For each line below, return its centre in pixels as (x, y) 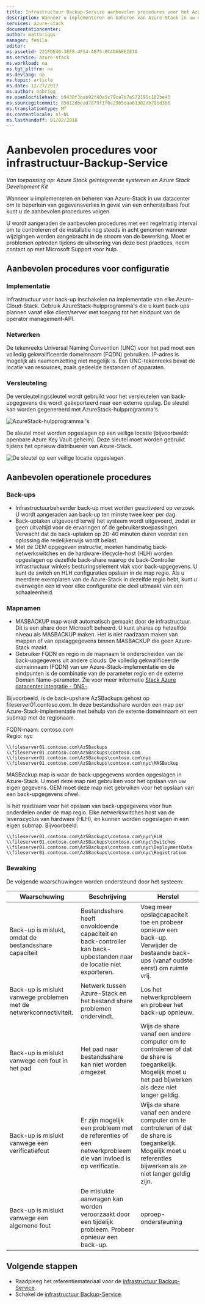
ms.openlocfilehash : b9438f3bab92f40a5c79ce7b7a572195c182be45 (88, 97)
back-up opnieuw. (167, 1012)
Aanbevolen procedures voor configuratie (88, 269)
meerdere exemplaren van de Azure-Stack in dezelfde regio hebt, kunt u (106, 580)
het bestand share (106, 1001)
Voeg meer (156, 907)
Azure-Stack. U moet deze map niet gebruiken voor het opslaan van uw (96, 781)
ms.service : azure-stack (38, 57)
